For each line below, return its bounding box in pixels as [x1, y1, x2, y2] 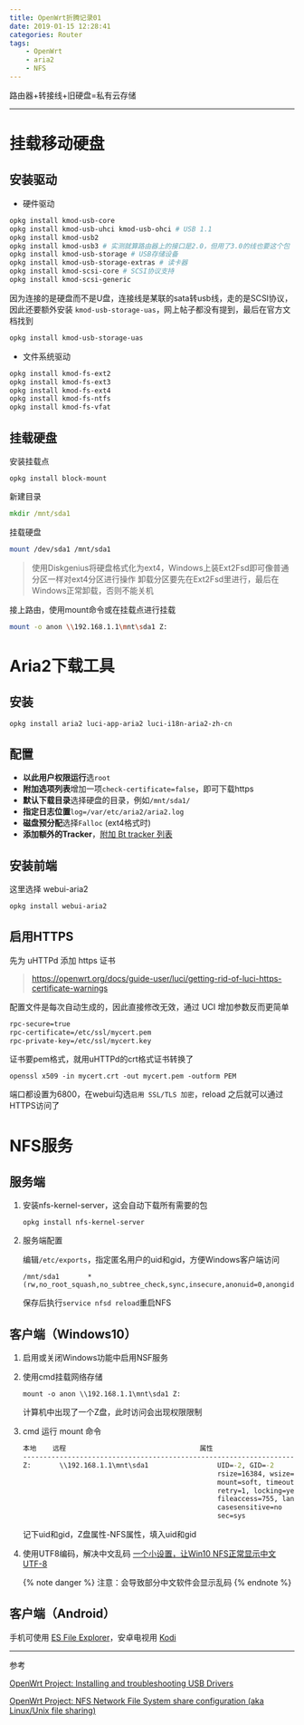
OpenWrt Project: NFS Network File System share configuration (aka [9, 1695, 264, 1706]
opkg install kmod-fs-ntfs [9, 394, 111, 403]
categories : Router [9, 30, 83, 39]
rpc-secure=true [9, 1019, 71, 1029]
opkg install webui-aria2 [9, 902, 107, 911]
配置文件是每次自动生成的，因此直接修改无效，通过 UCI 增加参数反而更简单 [9, 1001, 290, 1012]
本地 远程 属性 [22, 1444, 214, 1453]
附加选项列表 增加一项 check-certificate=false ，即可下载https [22, 783, 254, 794]
